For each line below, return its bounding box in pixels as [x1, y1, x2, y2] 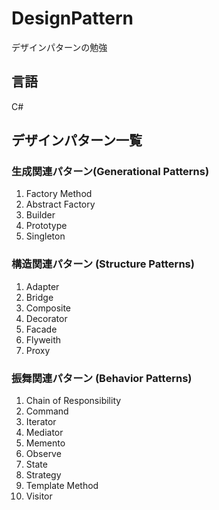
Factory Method [25, 188, 93, 200]
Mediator [25, 427, 64, 439]
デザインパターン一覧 [11, 132, 143, 149]
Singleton [25, 230, 66, 242]
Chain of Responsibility [25, 395, 122, 407]
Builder [25, 209, 56, 221]
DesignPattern [11, 7, 134, 30]
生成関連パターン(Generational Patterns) [11, 165, 210, 179]
